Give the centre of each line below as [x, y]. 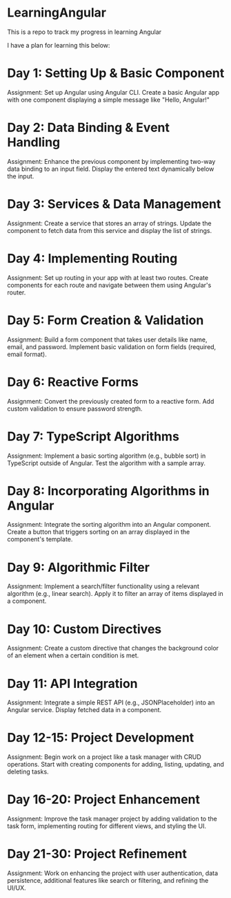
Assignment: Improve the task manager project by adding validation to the [112, 819]
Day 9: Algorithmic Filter [79, 567]
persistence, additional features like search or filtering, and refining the [108, 881]
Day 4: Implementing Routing [92, 258]
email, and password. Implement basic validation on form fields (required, [112, 346]
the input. [21, 176]
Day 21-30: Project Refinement [97, 854]
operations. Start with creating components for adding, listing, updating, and [115, 765]
